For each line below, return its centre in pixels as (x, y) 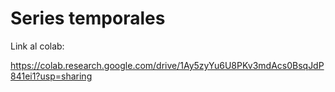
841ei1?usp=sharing (51, 76)
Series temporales (88, 18)
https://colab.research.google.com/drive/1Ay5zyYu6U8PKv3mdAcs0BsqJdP (167, 65)
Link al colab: (37, 46)
